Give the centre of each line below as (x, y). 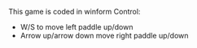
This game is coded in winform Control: (74, 12)
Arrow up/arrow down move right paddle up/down (104, 36)
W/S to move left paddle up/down (77, 27)
